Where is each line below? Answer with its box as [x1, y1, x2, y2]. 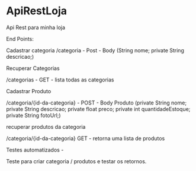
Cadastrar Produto [6, 87, 52, 94]
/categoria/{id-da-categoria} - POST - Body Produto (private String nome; [6, 99, 187, 106]
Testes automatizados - [6, 146, 64, 153]
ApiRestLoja [6, 4, 67, 18]
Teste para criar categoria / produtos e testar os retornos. [6, 157, 147, 164]
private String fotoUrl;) [6, 112, 61, 119]
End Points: [6, 35, 34, 42]
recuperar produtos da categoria [6, 123, 86, 130]
